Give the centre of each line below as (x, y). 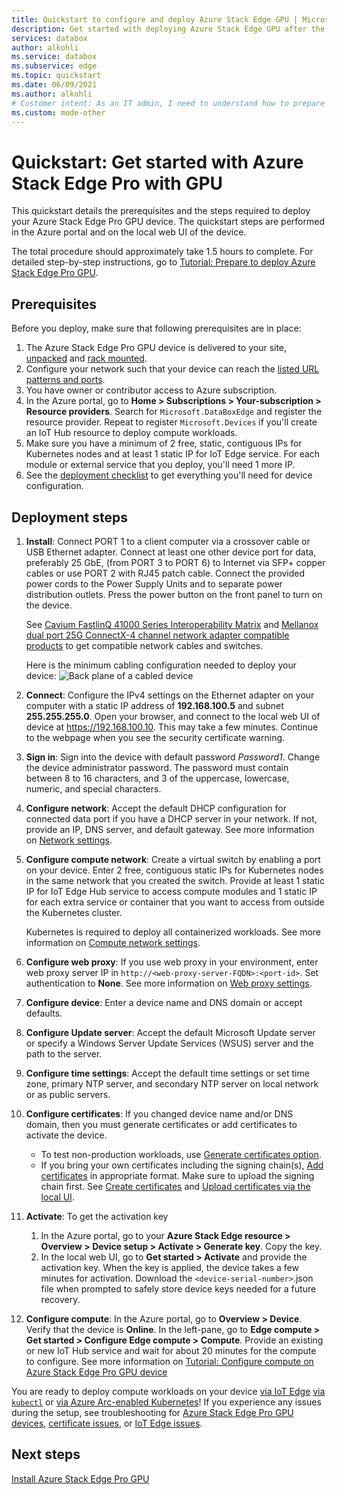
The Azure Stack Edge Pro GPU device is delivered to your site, (156, 348)
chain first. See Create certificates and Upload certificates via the (175, 1186)
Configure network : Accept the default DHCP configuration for (156, 808)
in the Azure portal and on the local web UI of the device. (129, 232)
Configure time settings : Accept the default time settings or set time (167, 1073)
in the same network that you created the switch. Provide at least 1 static (175, 880)
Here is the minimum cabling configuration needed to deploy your (161, 665)
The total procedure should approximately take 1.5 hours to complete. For (162, 252)
